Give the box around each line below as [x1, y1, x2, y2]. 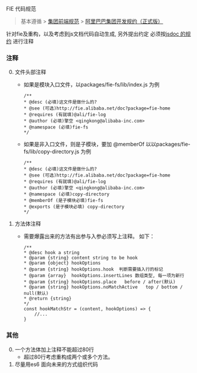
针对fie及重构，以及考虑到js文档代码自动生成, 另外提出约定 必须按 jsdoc [6, 30, 179, 37]
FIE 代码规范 [6, 5, 37, 12]
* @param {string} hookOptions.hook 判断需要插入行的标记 [23, 266, 164, 272]
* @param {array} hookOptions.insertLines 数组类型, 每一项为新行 [23, 273, 185, 279]
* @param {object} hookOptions [23, 260, 101, 266]
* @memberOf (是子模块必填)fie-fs [23, 198, 104, 204]
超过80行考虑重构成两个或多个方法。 [23, 353, 114, 360]
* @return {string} [23, 295, 72, 302]
